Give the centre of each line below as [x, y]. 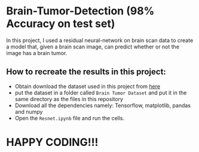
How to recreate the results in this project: [86, 72]
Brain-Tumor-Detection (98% [80, 11]
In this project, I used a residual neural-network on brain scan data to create [100, 40]
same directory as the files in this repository [69, 99]
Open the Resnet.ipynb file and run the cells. [70, 118]
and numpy [29, 111]
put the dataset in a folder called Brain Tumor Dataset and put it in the [101, 92]
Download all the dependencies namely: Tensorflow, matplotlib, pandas [103, 105]
